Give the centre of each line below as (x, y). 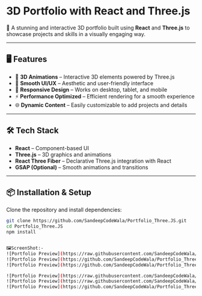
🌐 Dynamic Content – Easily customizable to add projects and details (101, 105)
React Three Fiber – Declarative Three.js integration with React (93, 161)
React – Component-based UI (52, 148)
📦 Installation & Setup (49, 192)
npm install (21, 232)
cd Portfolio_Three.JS (35, 226)
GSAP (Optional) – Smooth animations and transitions (81, 167)
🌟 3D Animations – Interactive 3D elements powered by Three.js (95, 77)
